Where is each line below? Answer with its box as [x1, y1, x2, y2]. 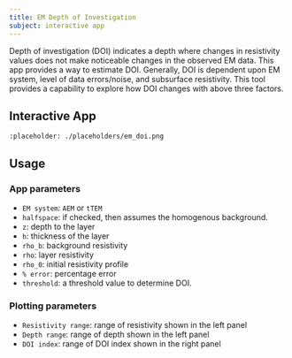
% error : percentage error [21, 269, 117, 278]
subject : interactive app [9, 21, 104, 30]
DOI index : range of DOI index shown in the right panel [21, 339, 221, 349]
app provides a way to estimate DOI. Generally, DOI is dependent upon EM [9, 64, 280, 75]
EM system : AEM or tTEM [21, 202, 103, 213]
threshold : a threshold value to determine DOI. [21, 278, 192, 288]
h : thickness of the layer [21, 231, 110, 241]
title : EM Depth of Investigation [9, 12, 137, 22]
